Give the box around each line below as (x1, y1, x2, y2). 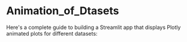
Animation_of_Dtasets (6, 4, 119, 18)
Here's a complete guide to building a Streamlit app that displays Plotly (6, 24, 181, 31)
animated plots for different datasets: (6, 30, 98, 37)
